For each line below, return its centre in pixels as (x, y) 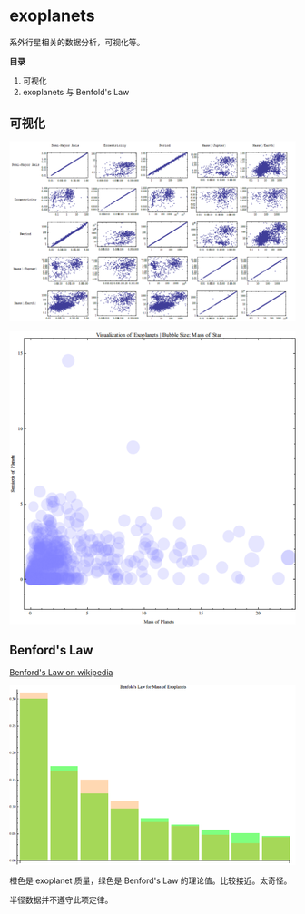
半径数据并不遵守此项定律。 (61, 900)
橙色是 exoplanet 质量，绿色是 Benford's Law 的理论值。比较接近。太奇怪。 (151, 880)
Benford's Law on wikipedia (61, 672)
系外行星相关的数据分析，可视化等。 (77, 42)
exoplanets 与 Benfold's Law (76, 92)
